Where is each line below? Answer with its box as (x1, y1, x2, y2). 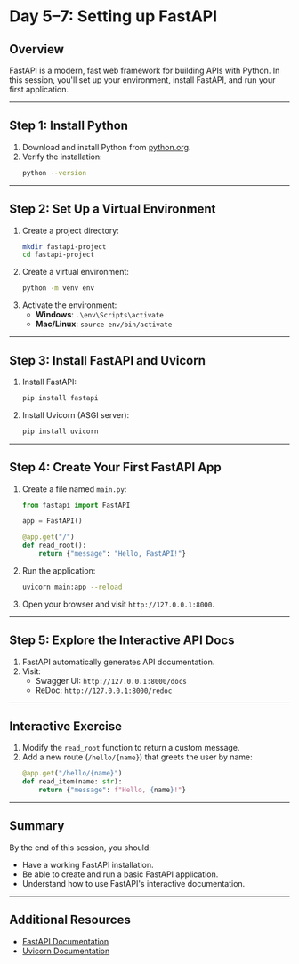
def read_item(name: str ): (21, 777, 123, 786)
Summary (9, 818, 65, 833)
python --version (21, 168, 87, 177)
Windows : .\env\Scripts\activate (35, 309, 165, 320)
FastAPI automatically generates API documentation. (21, 656, 215, 667)
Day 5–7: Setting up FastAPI (9, 6, 218, 27)
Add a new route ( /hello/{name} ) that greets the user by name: (21, 751, 254, 762)
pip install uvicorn (21, 427, 99, 436)
